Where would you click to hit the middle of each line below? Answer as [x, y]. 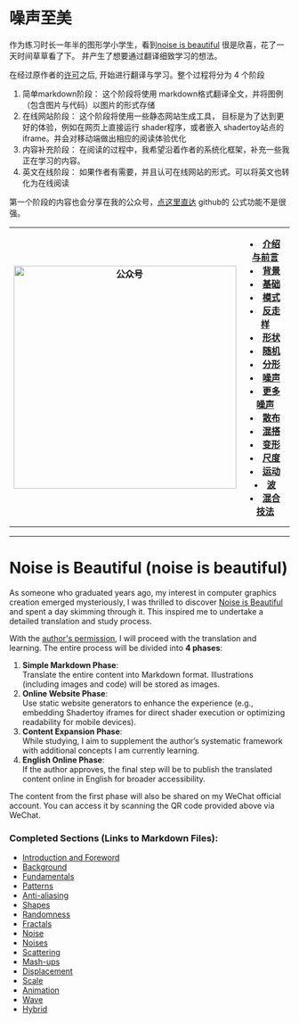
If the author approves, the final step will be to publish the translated [147, 769]
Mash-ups [41, 962]
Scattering [41, 953]
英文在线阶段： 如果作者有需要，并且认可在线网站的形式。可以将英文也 [152, 171]
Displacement [47, 971]
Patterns [37, 886]
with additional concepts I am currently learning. [111, 750]
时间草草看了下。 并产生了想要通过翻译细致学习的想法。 [119, 55]
